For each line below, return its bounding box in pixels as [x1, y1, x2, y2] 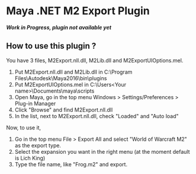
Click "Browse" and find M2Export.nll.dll [14, 106, 113, 113]
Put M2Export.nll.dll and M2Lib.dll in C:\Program [14, 68, 133, 75]
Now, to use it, [6, 124, 41, 131]
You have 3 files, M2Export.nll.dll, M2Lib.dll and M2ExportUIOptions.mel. [6, 56, 184, 64]
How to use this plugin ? [6, 41, 97, 51]
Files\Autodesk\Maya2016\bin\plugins [14, 74, 107, 81]
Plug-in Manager [14, 100, 56, 107]
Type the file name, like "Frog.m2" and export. [14, 160, 128, 167]
